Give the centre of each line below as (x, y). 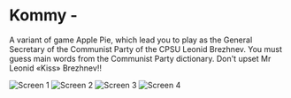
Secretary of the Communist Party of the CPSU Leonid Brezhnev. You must (146, 49)
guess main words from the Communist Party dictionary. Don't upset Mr (140, 58)
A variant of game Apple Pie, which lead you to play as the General (131, 40)
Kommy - (43, 15)
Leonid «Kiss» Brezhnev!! (55, 68)
